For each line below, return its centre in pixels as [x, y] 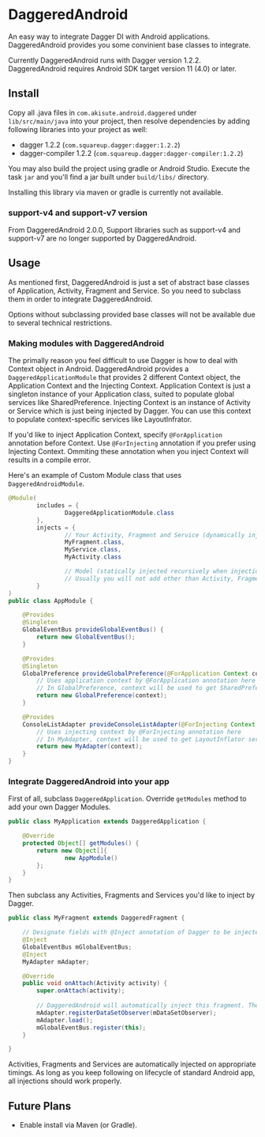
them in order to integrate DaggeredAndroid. [80, 299]
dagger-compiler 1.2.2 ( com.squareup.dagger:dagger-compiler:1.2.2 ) [131, 153]
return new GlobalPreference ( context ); [102, 695]
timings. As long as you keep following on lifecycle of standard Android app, [132, 1073]
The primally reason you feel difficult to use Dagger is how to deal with [123, 361]
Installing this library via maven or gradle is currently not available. [116, 192]
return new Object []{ [72, 851]
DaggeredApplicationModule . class [119, 513]
